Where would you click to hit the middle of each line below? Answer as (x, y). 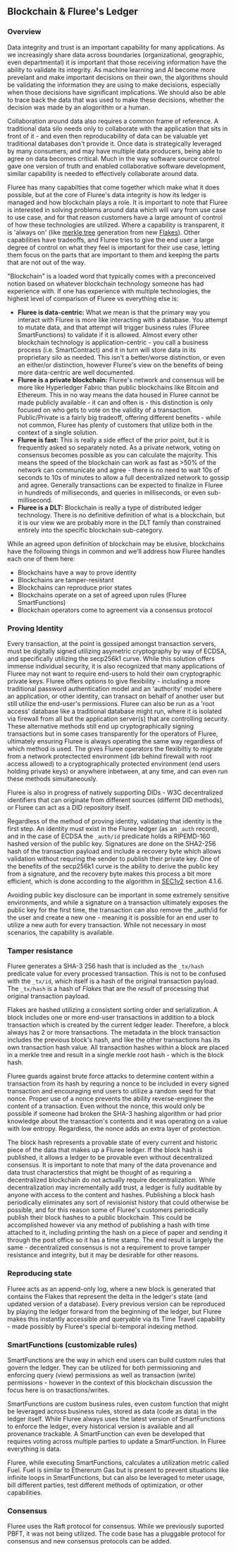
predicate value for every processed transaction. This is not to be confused (117, 974)
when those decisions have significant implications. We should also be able (117, 92)
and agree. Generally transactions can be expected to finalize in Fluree (120, 485)
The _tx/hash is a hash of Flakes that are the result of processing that (108, 989)
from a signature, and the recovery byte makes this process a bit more (109, 874)
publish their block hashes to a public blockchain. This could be (100, 1218)
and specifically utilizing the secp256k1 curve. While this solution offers (111, 658)
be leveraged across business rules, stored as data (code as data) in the (112, 1411)
